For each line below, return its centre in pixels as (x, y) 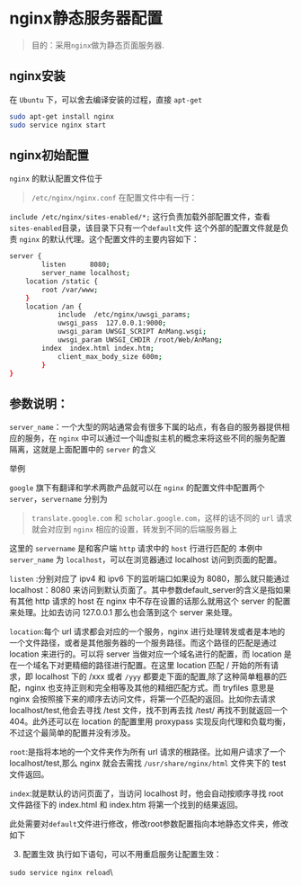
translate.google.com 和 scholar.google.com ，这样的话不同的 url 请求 (162, 518)
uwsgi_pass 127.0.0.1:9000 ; (112, 323)
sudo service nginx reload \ (62, 873)
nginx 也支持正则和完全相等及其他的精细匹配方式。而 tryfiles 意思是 (150, 688)
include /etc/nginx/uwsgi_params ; (124, 315)
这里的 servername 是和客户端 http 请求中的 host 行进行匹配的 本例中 (136, 549)
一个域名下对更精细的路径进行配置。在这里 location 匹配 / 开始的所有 (144, 666)
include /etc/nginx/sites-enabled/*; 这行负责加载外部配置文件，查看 (140, 217)
